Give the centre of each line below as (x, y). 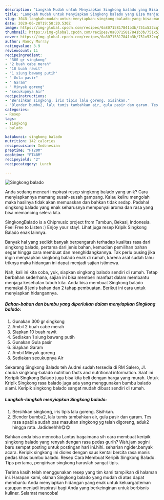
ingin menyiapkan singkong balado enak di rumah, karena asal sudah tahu (80, 257)
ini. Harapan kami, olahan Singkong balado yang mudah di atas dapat (75, 477)
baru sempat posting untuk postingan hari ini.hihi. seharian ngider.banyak (79, 447)
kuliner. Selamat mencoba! (32, 493)
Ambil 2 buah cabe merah (38, 327)
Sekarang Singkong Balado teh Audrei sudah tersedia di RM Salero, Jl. (76, 367)
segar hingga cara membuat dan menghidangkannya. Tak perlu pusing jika (80, 252)
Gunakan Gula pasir (32, 342)
